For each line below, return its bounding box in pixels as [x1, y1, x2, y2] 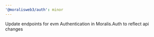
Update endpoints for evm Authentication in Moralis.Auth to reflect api [5, 21, 150, 27]
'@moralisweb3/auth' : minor [5, 7, 64, 12]
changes [5, 26, 23, 32]
